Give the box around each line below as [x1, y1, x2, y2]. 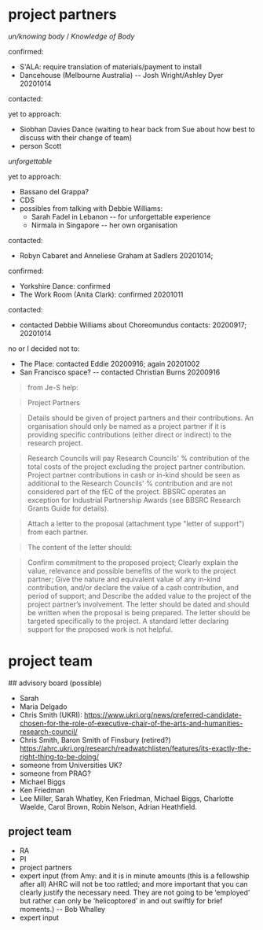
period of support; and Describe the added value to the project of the [27, 591, 252, 600]
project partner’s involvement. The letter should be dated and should [27, 600, 250, 609]
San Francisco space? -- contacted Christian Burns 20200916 [19, 367, 221, 377]
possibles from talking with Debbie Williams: [19, 203, 163, 213]
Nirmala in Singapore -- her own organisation [31, 220, 178, 230]
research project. [27, 438, 83, 448]
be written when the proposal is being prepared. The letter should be [27, 607, 250, 617]
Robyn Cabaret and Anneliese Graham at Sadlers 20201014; [19, 250, 214, 260]
